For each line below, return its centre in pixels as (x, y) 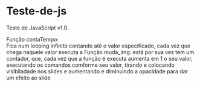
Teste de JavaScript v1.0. (37, 28)
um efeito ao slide (28, 78)
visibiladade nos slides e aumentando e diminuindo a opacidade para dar (97, 71)
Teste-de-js (37, 11)
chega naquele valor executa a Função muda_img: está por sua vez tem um (100, 52)
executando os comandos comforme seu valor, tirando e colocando (91, 65)
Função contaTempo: (33, 39)
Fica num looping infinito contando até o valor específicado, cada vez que (98, 46)
